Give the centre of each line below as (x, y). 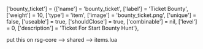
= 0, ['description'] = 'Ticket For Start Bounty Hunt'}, (73, 28)
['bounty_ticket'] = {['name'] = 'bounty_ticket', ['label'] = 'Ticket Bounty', (97, 9)
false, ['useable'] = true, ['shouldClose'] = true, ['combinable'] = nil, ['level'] (102, 21)
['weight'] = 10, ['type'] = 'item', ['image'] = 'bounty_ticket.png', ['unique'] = (101, 15)
